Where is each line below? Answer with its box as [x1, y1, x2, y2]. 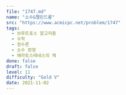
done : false [6, 58, 36, 64]
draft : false [6, 63, 39, 70]
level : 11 [6, 69, 31, 75]
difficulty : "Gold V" [6, 74, 60, 80]
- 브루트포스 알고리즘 [11, 31, 56, 37]
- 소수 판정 [11, 47, 36, 53]
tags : [6, 25, 20, 31]
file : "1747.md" [6, 8, 46, 15]
